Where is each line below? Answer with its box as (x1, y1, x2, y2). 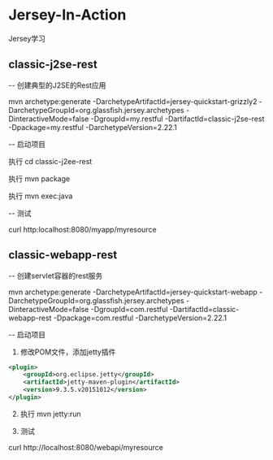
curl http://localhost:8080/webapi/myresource (8, 442, 164, 452)
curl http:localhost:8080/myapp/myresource (8, 224, 157, 234)
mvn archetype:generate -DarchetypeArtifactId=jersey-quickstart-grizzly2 (8, 96, 258, 106)
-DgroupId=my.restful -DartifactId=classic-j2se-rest (90, 114, 265, 124)
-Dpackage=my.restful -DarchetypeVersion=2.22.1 (8, 122, 177, 132)
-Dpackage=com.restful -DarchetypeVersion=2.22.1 (53, 313, 227, 323)
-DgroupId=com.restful (90, 304, 168, 314)
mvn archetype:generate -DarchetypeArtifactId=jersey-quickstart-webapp (8, 287, 258, 297)
